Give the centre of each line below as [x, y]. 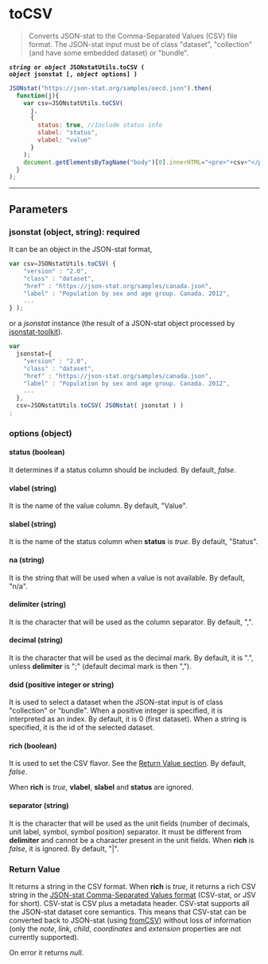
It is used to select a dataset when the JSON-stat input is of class [116, 702]
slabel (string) [33, 524]
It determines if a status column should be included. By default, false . [123, 470]
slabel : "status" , [68, 133]
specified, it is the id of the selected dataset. [82, 728]
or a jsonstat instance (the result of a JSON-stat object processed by [122, 324]
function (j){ [38, 95]
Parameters [39, 209]
